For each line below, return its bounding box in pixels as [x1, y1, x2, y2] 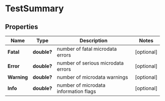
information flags [56, 88, 96, 95]
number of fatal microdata [56, 45, 117, 52]
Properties [5, 23, 38, 31]
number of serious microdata [56, 60, 124, 67]
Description [79, 37, 108, 44]
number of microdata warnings [56, 74, 129, 80]
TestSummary [5, 3, 64, 14]
